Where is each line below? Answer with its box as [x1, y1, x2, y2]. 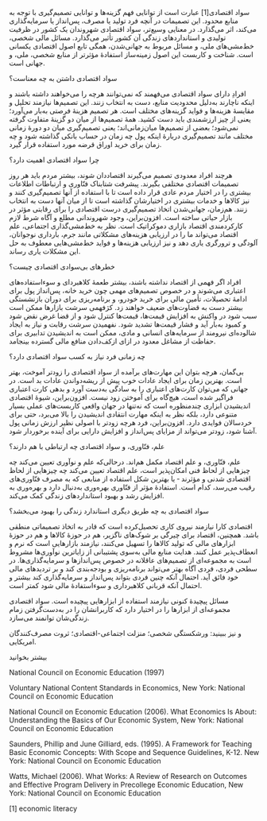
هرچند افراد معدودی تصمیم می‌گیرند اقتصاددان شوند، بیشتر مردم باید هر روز [9, 171, 233, 180]
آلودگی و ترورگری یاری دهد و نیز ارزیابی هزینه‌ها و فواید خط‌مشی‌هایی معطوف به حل [9, 238, 258, 247]
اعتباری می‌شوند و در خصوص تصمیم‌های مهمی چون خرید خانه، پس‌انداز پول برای [9, 286, 246, 295]
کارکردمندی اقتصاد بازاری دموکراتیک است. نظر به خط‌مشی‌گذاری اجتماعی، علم [9, 221, 243, 230]
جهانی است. [9, 58, 46, 68]
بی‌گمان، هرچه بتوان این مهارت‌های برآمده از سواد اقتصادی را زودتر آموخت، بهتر [9, 367, 245, 377]
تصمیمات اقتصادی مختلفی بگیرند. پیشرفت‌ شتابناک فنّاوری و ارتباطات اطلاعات [9, 179, 239, 188]
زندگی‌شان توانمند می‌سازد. [9, 613, 90, 622]
